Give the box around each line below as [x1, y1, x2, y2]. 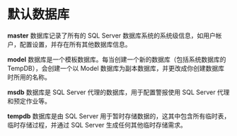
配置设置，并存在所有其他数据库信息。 [19, 40, 132, 48]
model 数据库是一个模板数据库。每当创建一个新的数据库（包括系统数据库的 [7, 55, 226, 64]
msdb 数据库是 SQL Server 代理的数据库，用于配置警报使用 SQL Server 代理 [7, 88, 230, 96]
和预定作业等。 [7, 96, 51, 105]
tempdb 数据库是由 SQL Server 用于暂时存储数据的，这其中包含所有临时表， [7, 111, 231, 120]
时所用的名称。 [7, 72, 51, 81]
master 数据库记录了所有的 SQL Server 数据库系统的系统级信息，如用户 [7, 31, 216, 40]
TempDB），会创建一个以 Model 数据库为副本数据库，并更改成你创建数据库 [7, 64, 225, 72]
